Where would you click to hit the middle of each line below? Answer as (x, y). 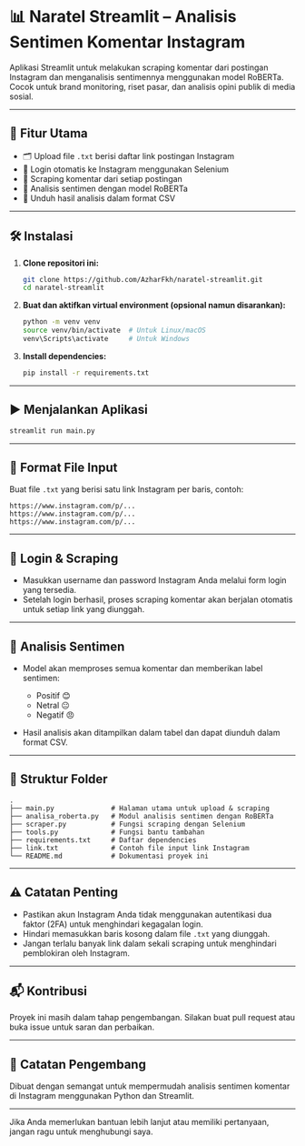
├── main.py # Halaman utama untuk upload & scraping (140, 808)
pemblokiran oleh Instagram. (76, 953)
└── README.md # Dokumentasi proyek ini (109, 856)
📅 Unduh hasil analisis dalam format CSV (98, 198)
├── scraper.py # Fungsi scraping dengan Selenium (128, 824)
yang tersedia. (49, 590)
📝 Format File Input (64, 467)
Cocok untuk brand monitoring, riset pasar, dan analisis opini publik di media (152, 86)
